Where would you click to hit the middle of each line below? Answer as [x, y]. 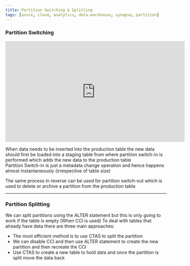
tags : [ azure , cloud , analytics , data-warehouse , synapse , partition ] [82, 15]
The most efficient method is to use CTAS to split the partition [78, 236]
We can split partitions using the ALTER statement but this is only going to [83, 215]
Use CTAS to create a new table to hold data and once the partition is [86, 252]
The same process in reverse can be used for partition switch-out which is [84, 181]
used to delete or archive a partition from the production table [70, 186]
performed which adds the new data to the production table [68, 160]
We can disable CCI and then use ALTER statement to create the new [86, 241]
